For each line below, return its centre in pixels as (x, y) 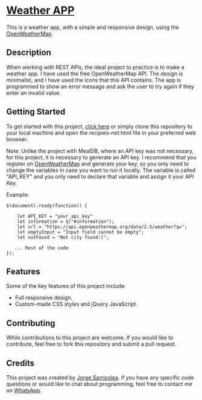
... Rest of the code (41, 248)
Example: (18, 194)
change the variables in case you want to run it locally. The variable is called (101, 170)
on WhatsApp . (24, 390)
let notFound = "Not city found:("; (63, 237)
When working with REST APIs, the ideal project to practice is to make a (96, 67)
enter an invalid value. (34, 93)
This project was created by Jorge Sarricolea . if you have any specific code (100, 377)
